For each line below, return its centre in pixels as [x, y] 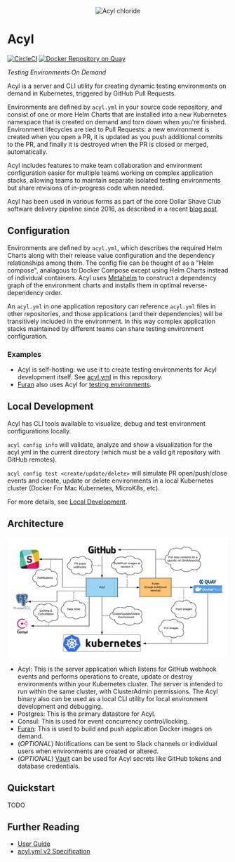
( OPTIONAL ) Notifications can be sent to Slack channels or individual [117, 743]
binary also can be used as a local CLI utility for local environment [113, 698]
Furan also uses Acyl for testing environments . [85, 385]
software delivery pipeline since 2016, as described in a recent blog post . [113, 209]
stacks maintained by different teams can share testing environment [106, 328]
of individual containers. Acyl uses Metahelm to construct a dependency [112, 277]
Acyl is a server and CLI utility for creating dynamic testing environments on [117, 86]
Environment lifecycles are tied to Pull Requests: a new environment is [108, 129]
